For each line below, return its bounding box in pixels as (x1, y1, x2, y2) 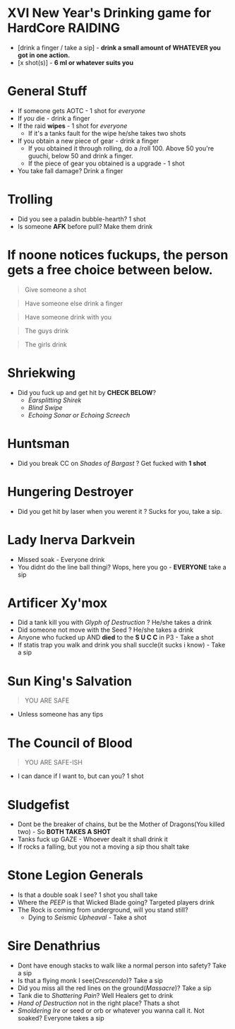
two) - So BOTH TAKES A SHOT (17, 828, 112, 836)
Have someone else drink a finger (24, 299, 123, 307)
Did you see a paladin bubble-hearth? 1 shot (17, 214, 146, 223)
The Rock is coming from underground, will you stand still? (17, 906, 188, 915)
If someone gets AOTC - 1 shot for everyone (17, 106, 146, 114)
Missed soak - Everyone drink (17, 555, 105, 563)
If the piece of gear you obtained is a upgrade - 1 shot (28, 159, 185, 167)
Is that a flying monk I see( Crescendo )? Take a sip (17, 977, 164, 985)
